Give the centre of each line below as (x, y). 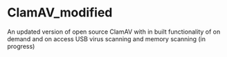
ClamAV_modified (60, 13)
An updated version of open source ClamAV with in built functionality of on (114, 32)
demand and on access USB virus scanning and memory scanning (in (107, 38)
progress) (21, 46)
